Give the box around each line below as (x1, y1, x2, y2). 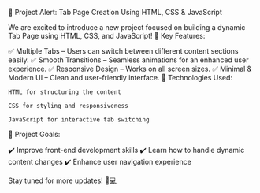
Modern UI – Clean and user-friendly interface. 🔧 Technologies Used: (8, 73, 233, 82)
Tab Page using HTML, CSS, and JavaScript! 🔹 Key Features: (8, 32, 206, 40)
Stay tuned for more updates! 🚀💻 (8, 176, 117, 185)
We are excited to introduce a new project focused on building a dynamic (8, 23, 246, 32)
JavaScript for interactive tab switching (8, 116, 150, 124)
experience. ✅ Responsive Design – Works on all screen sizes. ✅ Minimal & (8, 64, 252, 73)
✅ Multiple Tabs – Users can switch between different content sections (8, 46, 239, 55)
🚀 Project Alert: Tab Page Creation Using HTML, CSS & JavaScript (8, 8, 222, 17)
